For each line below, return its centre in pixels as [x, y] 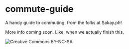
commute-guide [39, 9]
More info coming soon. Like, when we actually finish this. [65, 32]
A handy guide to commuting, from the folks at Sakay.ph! [64, 23]
